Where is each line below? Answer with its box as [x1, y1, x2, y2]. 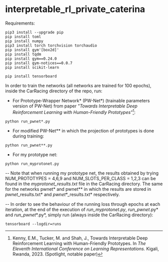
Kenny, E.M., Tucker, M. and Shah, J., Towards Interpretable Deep [12, 235, 148, 241]
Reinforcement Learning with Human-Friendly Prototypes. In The [12, 240, 146, 246]
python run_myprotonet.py [5, 161, 59, 166]
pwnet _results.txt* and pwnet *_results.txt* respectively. [5, 191, 120, 197]
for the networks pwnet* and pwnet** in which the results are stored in [5, 186, 151, 192]
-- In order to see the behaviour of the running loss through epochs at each [5, 201, 160, 207]
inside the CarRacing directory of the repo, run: [5, 88, 102, 94]
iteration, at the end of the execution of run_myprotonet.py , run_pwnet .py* [5, 206, 158, 212]
